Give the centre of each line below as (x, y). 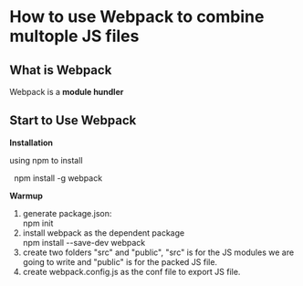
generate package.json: (67, 213)
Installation (31, 143)
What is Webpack (61, 70)
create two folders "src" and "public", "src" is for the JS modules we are (158, 252)
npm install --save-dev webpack (84, 242)
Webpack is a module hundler (67, 92)
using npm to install (47, 160)
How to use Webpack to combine (137, 17)
